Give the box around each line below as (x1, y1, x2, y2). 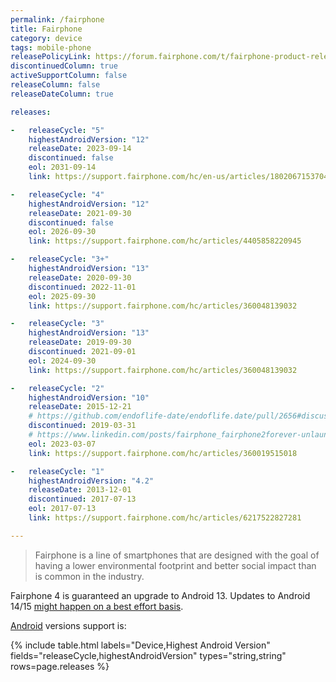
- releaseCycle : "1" (10, 466, 105, 476)
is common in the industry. (34, 570, 145, 582)
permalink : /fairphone (10, 14, 105, 25)
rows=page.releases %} (10, 660, 110, 672)
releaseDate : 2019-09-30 (28, 337, 132, 348)
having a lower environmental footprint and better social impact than (34, 559, 317, 571)
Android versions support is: (10, 619, 127, 631)
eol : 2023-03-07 (28, 439, 97, 449)
